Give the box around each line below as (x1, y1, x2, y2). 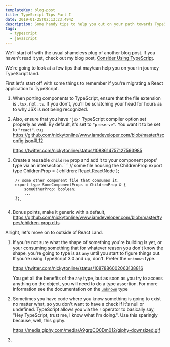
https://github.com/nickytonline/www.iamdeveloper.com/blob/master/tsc (12, 132, 165, 138)
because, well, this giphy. (12, 317, 66, 323)
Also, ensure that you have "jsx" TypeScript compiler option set (12, 116, 147, 122)
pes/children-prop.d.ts (12, 219, 60, 226)
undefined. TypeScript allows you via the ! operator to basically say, (12, 306, 155, 313)
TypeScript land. (5, 70, 39, 76)
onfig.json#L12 (12, 137, 44, 144)
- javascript (10, 36, 37, 41)
